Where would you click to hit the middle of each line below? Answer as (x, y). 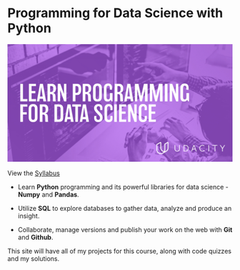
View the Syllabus (34, 173)
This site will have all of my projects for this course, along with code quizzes (120, 251)
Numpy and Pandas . (49, 194)
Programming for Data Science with (115, 13)
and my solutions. (34, 259)
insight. (29, 216)
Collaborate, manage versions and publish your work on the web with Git (125, 230)
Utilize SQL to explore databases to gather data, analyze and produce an (125, 209)
